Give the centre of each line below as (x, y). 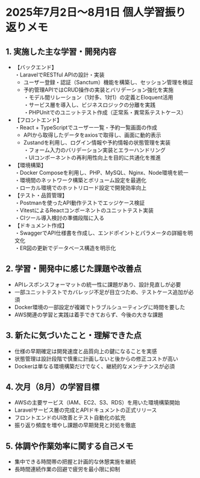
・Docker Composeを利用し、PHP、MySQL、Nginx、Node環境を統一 (102, 173)
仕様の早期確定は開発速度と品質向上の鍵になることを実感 (86, 351)
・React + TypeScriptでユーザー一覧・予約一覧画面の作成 (86, 127)
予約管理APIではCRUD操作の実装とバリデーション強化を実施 (98, 90)
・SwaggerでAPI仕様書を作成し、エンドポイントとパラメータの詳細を (101, 233)
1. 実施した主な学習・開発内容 (61, 52)
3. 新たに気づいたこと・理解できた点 (74, 335)
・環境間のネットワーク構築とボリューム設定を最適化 (80, 180)
